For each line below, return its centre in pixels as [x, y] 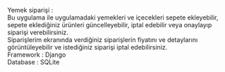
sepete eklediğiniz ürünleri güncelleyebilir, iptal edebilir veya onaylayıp [110, 25]
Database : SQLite [34, 62]
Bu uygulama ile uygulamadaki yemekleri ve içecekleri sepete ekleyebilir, [113, 17]
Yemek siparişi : [30, 10]
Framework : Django [37, 55]
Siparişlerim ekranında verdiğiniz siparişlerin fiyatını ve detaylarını [103, 40]
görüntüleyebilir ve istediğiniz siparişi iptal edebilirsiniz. [87, 47]
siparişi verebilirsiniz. [38, 32]
